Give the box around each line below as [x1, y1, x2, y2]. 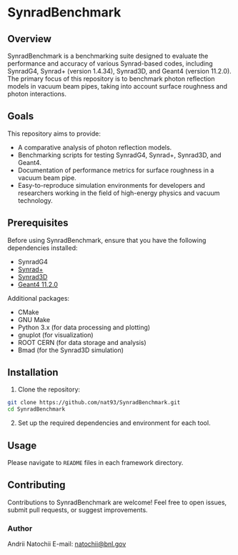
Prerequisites [7, 217, 69, 229]
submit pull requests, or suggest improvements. [7, 505, 148, 514]
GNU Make [17, 315, 51, 324]
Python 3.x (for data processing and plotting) [17, 323, 151, 331]
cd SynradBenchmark [7, 406, 66, 413]
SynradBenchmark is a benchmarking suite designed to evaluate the [7, 51, 209, 60]
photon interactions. [7, 90, 66, 98]
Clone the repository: [17, 385, 81, 394]
